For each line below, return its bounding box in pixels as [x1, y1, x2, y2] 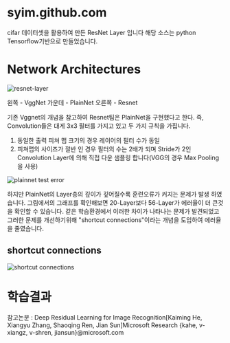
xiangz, [7, 328, 28, 336]
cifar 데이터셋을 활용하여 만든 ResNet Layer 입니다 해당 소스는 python [7, 28, 196, 36]
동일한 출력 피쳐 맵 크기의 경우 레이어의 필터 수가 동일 [16, 136, 160, 144]
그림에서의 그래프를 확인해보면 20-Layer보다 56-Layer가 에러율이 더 [27, 198, 211, 207]
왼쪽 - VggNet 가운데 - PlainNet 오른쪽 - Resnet [7, 98, 138, 107]
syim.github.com [7, 5, 107, 21]
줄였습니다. [14, 224, 45, 232]
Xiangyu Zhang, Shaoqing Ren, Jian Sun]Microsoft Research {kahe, [7, 321, 198, 329]
